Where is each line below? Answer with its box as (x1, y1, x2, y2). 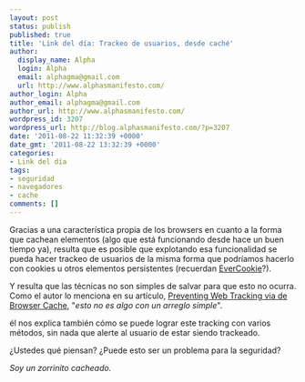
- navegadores (9, 183, 64, 192)
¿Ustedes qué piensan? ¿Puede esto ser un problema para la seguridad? (9, 345, 281, 356)
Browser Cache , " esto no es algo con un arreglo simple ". (9, 299, 223, 310)
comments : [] (9, 199, 59, 209)
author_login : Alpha (9, 89, 88, 98)
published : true (9, 30, 71, 39)
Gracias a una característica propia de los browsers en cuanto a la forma (9, 224, 282, 235)
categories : (9, 148, 55, 157)
